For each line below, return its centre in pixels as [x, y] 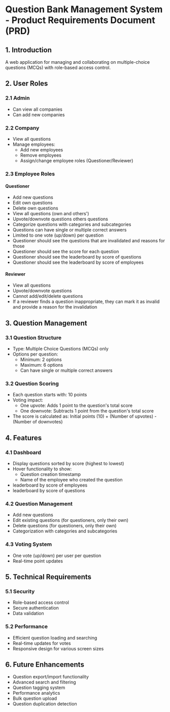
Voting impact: [28, 400]
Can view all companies [37, 109]
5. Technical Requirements [48, 577]
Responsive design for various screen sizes [58, 648]
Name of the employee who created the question [71, 479]
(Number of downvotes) [38, 422]
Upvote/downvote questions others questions [60, 219]
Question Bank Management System [84, 9]
